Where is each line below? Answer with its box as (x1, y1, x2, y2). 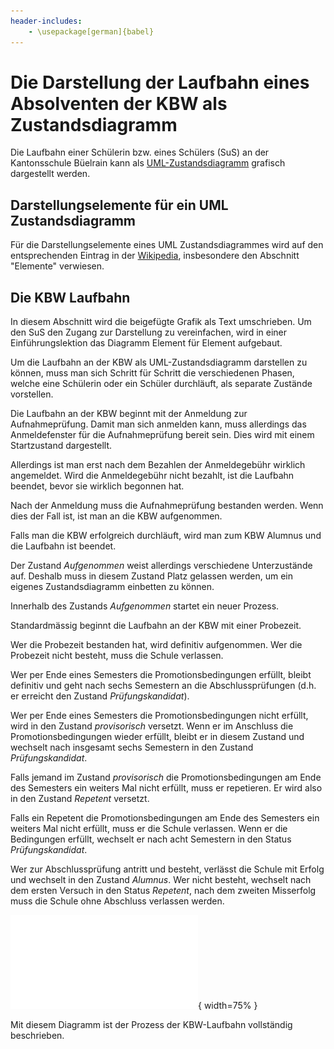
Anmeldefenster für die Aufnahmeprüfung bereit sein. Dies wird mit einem (10, 429, 315, 441)
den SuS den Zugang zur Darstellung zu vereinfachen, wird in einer (10, 326, 288, 339)
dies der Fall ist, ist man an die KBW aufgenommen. (10, 510, 223, 522)
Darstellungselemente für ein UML (10, 196, 229, 214)
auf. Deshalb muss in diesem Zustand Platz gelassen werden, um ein (10, 570, 293, 582)
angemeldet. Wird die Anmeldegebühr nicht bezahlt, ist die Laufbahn (10, 470, 295, 482)
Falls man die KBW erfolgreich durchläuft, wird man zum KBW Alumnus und (10, 530, 322, 542)
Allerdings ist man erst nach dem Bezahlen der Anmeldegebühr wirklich (10, 459, 306, 471)
